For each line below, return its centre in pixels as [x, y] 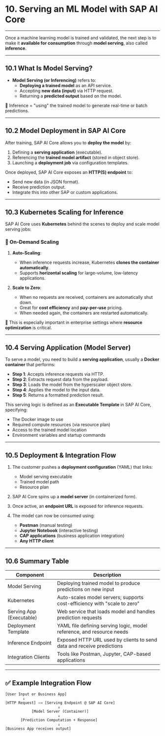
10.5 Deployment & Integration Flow [61, 455]
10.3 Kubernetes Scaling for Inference [64, 212]
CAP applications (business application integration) [72, 536]
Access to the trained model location [49, 430]
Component [30, 575]
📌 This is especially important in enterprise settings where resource [74, 322]
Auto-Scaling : [27, 253]
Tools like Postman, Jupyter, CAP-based [104, 654]
